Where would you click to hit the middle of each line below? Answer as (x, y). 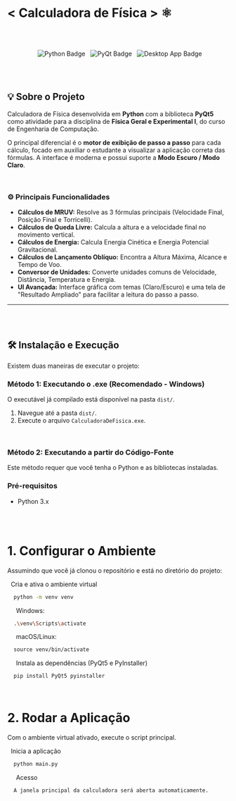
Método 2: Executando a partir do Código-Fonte (91, 452)
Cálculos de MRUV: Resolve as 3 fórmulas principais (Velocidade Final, (121, 212)
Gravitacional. (38, 250)
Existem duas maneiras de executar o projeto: (73, 366)
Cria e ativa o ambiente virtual (54, 584)
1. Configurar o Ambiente (82, 551)
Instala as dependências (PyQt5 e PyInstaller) (81, 663)
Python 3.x (33, 501)
